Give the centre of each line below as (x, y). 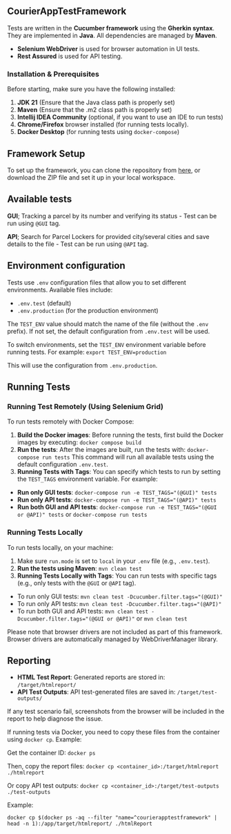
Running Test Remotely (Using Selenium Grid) (86, 406)
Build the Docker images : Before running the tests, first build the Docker (120, 435)
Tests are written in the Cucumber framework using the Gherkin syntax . (111, 28)
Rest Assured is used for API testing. (70, 56)
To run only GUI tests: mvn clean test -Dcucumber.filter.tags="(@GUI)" (120, 596)
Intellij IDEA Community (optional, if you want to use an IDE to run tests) (120, 117)
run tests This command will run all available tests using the (128, 457)
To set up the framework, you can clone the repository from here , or (104, 170)
